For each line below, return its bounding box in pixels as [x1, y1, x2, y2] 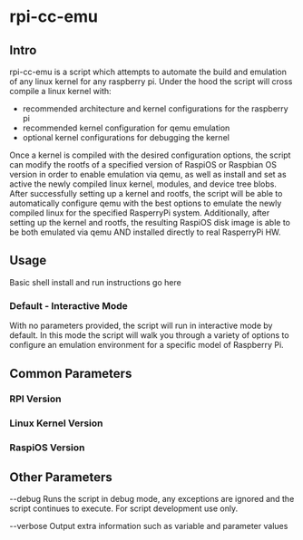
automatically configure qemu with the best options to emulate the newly [9, 198, 282, 208]
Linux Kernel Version [9, 417, 103, 429]
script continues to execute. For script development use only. [9, 503, 239, 514]
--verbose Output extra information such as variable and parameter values [9, 521, 288, 532]
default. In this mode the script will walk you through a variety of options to [9, 330, 289, 341]
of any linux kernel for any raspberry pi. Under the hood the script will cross [9, 76, 293, 87]
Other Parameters [9, 469, 113, 485]
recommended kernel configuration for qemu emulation [22, 122, 230, 133]
